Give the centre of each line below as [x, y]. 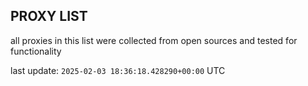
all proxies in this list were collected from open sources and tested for [154, 40]
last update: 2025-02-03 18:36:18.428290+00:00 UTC [118, 70]
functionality [36, 51]
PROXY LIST [49, 16]
